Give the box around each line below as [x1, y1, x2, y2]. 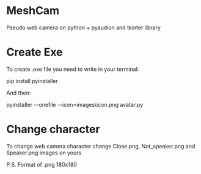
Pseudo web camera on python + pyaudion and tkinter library [6, 24, 161, 31]
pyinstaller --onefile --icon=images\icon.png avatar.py [6, 101, 144, 108]
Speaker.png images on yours [6, 149, 82, 156]
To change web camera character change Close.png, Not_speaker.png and [6, 142, 196, 150]
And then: [6, 89, 31, 96]
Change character [6, 123, 100, 136]
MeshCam [6, 4, 60, 18]
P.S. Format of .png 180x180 [6, 161, 78, 168]
